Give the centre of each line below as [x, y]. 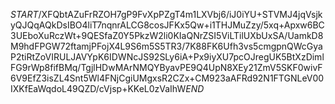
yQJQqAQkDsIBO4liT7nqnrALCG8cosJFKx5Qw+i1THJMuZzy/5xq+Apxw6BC [167, 25]
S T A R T [24, 14]
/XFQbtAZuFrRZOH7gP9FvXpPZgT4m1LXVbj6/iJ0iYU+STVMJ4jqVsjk [180, 14]
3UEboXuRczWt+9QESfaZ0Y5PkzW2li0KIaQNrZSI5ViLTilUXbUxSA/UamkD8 [167, 35]
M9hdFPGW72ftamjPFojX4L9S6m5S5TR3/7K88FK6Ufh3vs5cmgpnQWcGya [166, 46]
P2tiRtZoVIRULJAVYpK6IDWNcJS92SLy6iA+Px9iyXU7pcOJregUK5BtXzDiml [167, 57]
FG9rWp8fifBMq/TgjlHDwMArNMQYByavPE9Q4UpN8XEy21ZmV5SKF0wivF [166, 67]
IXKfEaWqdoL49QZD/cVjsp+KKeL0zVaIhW [98, 88]
